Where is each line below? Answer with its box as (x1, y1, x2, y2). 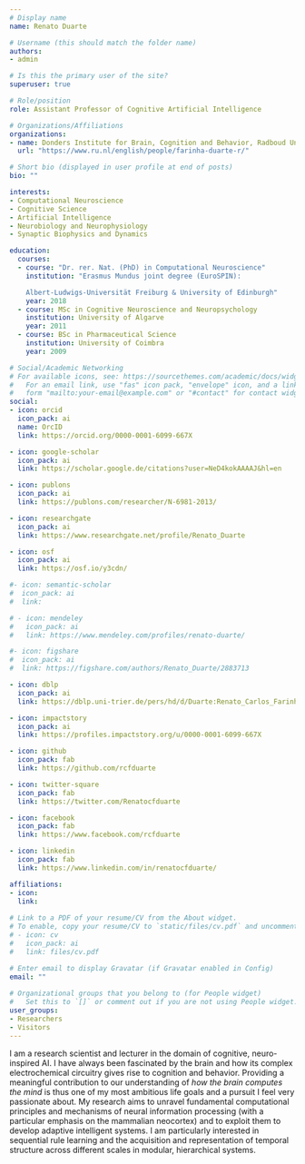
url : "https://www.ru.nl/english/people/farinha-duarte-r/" (17, 146, 250, 155)
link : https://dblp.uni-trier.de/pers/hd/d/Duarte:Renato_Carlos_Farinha (17, 696, 302, 706)
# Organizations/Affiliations (9, 121, 124, 130)
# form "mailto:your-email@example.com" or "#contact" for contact (9, 389, 279, 398)
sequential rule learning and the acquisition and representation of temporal (9, 1134, 289, 1145)
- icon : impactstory (9, 714, 88, 723)
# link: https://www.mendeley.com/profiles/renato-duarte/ (9, 630, 246, 640)
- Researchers (9, 1014, 64, 1023)
